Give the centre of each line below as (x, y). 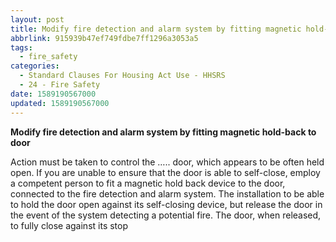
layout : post (37, 19)
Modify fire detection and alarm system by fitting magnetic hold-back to (163, 132)
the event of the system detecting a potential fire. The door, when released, (166, 215)
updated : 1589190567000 (60, 103)
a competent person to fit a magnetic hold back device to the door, (148, 183)
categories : (35, 66)
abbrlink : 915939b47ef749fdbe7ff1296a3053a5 (104, 38)
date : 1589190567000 (53, 94)
